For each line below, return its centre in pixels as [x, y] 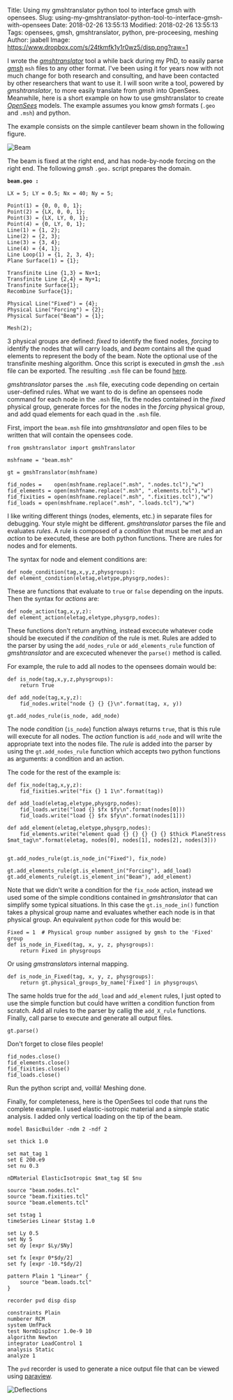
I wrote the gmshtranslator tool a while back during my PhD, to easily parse [115, 61]
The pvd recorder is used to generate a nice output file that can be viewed [113, 1369]
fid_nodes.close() [34, 1056]
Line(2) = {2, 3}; [34, 236]
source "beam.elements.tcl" [48, 1203]
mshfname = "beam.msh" [40, 460]
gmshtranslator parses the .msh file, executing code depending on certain [113, 384]
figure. [17, 134]
